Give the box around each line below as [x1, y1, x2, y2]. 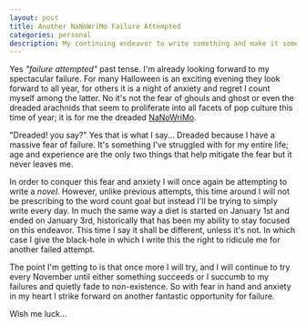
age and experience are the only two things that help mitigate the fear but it [9, 149, 293, 160]
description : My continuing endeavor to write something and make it [9, 38, 280, 48]
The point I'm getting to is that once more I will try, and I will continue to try [9, 261, 291, 273]
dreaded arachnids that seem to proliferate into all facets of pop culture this [9, 102, 293, 114]
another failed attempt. [9, 244, 96, 255]
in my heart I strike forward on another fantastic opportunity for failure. [9, 290, 275, 301]
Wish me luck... [9, 309, 67, 320]
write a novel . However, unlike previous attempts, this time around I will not [9, 186, 290, 197]
